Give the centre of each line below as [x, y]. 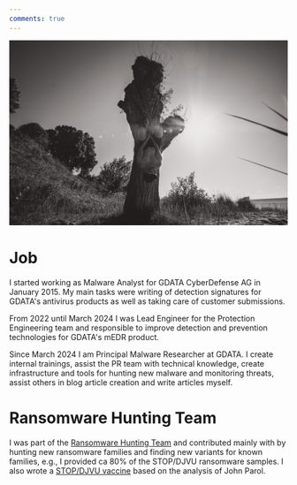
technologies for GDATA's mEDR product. [84, 337]
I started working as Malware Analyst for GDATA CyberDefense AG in [135, 283]
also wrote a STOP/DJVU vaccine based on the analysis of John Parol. [137, 471]
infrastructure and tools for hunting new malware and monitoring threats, [141, 373]
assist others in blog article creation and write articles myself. [121, 383]
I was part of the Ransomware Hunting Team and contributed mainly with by [148, 443]
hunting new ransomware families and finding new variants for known [136, 452]
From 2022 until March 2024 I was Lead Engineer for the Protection [132, 319]
